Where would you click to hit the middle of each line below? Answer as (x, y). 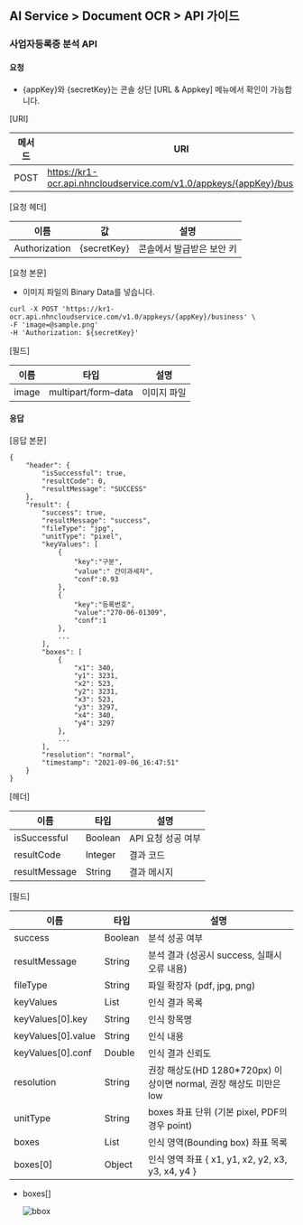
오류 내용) (167, 969)
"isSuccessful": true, (84, 473)
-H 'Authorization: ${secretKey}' (74, 332)
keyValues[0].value (55, 1035)
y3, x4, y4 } (172, 1171)
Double (119, 1053)
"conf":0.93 (96, 579)
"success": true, (74, 513)
